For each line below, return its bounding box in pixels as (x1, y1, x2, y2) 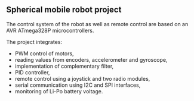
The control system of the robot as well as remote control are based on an (6, 20, 189, 27)
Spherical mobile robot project (6, 5, 122, 15)
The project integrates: (6, 38, 63, 45)
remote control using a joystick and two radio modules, (14, 75, 150, 82)
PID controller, (14, 68, 50, 76)
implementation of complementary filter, (14, 62, 114, 70)
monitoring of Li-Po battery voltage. (14, 87, 103, 94)
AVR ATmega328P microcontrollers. (6, 27, 94, 34)
